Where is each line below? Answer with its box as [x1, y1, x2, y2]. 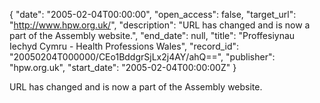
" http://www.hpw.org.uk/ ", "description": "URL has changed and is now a [9, 19, 311, 31]
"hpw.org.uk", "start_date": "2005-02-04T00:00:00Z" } [9, 62, 237, 73]
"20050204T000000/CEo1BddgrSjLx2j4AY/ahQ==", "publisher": [9, 51, 276, 63]
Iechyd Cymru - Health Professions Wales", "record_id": [9, 40, 240, 52]
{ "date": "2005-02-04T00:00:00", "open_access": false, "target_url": [9, 9, 297, 20]
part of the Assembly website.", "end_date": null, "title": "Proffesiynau [9, 30, 296, 41]
